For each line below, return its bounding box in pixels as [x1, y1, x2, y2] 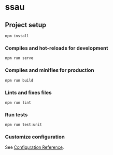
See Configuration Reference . [5, 144, 64, 150]
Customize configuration [5, 134, 65, 140]
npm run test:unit [5, 123, 42, 127]
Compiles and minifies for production [5, 67, 94, 74]
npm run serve [5, 56, 34, 61]
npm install [5, 33, 29, 38]
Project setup [5, 21, 47, 29]
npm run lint [5, 100, 31, 105]
